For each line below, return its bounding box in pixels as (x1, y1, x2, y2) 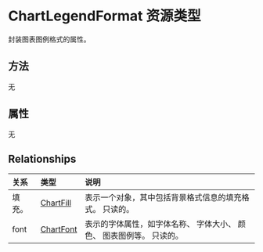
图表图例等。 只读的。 (102, 230, 184, 241)
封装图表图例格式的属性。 (8, 34, 91, 44)
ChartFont (40, 224, 77, 235)
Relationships (8, 152, 77, 165)
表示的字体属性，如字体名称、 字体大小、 (85, 218, 236, 229)
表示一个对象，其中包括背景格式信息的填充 (85, 193, 242, 203)
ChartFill (40, 197, 72, 208)
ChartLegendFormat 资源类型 (8, 7, 201, 25)
